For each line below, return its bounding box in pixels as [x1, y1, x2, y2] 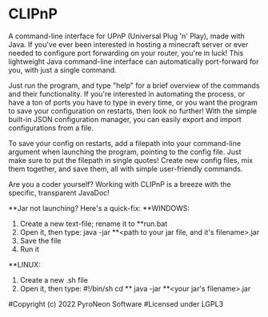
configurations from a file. [8, 123, 94, 133]
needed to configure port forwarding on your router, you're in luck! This [8, 48, 244, 57]
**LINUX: [8, 260, 42, 269]
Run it [19, 244, 40, 254]
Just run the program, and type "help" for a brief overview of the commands [8, 81, 260, 90]
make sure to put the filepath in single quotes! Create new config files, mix [8, 155, 254, 164]
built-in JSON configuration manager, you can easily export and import [8, 114, 242, 124]
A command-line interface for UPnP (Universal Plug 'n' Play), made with [8, 31, 246, 41]
